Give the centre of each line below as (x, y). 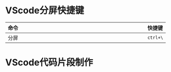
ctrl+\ (155, 37)
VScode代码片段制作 (49, 63)
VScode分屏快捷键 (45, 10)
